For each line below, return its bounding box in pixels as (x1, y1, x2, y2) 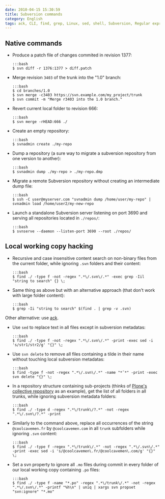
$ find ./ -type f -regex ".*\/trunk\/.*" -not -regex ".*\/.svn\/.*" (12, 444, 160, 449)
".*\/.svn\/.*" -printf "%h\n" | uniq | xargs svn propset (12, 485, 136, 490)
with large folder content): (12, 292, 65, 298)
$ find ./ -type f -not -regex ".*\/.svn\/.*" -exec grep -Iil (12, 274, 145, 279)
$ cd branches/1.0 (12, 88, 50, 93)
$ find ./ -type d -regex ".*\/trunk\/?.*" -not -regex (12, 407, 129, 412)
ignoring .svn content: (12, 430, 57, 436)
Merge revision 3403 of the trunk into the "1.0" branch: (12, 75, 121, 81)
